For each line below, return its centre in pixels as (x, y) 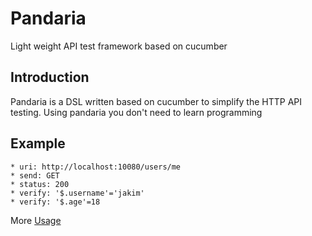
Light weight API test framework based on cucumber (119, 46)
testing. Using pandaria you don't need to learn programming (136, 112)
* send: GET (35, 175)
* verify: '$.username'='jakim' (77, 193)
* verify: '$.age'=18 (55, 202)
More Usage (36, 220)
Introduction (50, 77)
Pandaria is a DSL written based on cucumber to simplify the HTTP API (156, 101)
